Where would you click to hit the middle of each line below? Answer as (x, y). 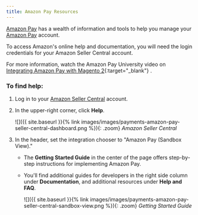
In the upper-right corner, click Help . (60, 110)
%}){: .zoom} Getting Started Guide (148, 205)
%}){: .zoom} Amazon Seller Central (133, 128)
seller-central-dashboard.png (51, 128)
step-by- (179, 157)
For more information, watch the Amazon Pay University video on (86, 64)
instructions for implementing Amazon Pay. (89, 163)
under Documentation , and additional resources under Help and (103, 181)
